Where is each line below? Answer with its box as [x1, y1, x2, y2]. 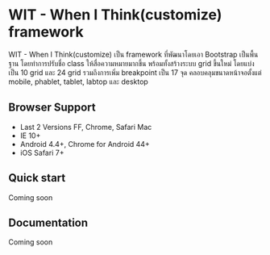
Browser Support [8, 101, 97, 115]
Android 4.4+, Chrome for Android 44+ [19, 139, 151, 148]
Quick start [8, 171, 66, 185]
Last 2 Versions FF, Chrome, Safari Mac [19, 122, 152, 132]
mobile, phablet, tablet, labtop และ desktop [8, 77, 149, 86]
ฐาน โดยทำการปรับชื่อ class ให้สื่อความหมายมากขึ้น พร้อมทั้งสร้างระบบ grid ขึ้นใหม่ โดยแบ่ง [8, 58, 255, 68]
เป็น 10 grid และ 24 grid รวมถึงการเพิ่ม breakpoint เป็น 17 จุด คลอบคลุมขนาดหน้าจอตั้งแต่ [8, 67, 262, 77]
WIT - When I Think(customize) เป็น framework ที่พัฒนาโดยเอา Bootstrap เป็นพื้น [8, 49, 259, 59]
